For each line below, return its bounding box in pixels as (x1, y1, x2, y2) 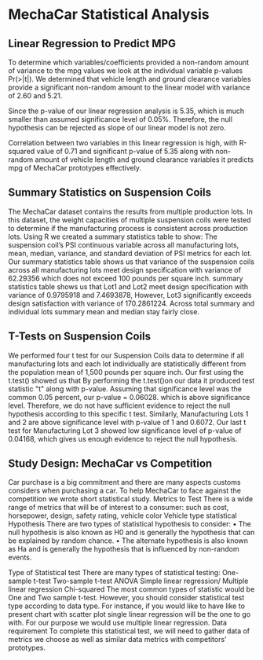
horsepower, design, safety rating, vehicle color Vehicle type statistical (8, 511, 237, 520)
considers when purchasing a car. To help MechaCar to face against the (8, 486, 242, 496)
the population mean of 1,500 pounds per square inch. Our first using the (8, 367, 244, 376)
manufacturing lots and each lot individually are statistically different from (8, 359, 247, 368)
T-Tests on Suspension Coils (8, 330, 152, 343)
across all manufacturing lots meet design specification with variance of (8, 265, 242, 274)
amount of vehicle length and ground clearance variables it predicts (35, 155, 254, 164)
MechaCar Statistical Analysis (8, 5, 210, 24)
